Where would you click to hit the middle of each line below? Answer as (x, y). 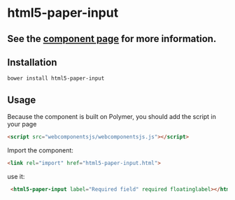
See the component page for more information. (112, 39)
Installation (32, 62)
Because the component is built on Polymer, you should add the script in (112, 117)
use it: (16, 176)
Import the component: (40, 150)
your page (22, 124)
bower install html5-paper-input (56, 78)
